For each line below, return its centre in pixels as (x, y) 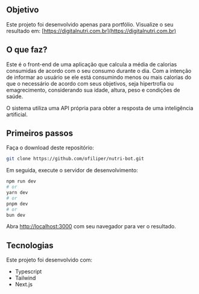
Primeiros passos (40, 133)
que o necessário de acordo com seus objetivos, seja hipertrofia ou (90, 83)
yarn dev (17, 193)
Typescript (28, 272)
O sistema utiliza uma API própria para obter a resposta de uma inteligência (100, 108)
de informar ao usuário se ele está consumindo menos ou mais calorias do (99, 77)
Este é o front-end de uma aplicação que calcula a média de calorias (92, 64)
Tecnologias (30, 246)
